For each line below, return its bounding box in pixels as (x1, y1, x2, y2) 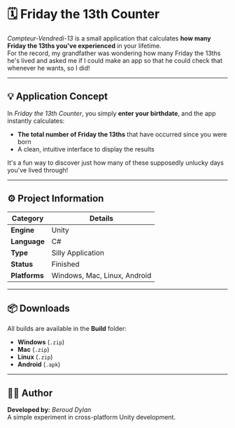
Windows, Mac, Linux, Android (51, 270, 152, 280)
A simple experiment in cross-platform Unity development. (7, 413, 176, 422)
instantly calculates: (7, 117, 65, 125)
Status (10, 259, 34, 269)
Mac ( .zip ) (17, 346, 50, 354)
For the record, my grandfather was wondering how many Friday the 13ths (7, 49, 221, 57)
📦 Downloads (7, 302, 70, 314)
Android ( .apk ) (17, 360, 61, 369)
